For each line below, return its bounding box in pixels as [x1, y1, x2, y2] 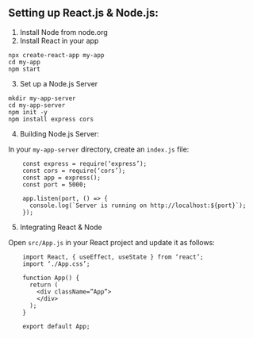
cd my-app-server [8, 101, 66, 109]
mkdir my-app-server [8, 94, 77, 102]
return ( [29, 281, 59, 289]
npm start [8, 65, 41, 73]
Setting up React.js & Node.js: [8, 6, 159, 20]
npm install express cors [8, 115, 94, 123]
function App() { [22, 274, 80, 282]
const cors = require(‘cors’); [22, 167, 126, 175]
